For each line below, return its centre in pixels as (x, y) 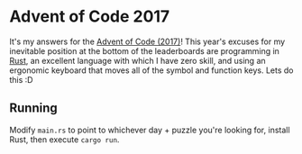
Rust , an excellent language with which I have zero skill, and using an (137, 60)
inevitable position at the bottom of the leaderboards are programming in (144, 50)
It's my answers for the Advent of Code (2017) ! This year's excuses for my (147, 41)
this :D (21, 79)
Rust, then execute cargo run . (64, 139)
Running (34, 109)
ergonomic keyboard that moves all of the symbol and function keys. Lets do (151, 70)
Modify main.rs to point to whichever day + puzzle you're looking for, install (150, 130)
